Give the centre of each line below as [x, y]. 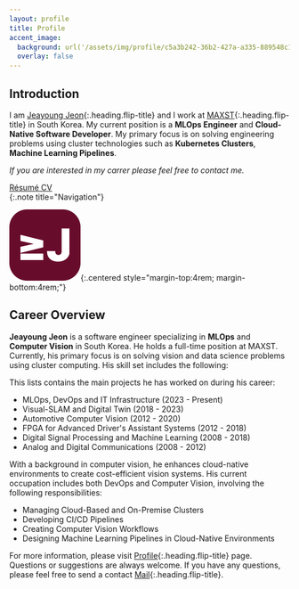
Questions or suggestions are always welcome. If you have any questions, [145, 565]
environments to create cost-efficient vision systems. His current [128, 473]
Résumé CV [31, 187]
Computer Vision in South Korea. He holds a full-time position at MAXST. [144, 346]
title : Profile [37, 28]
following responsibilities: [56, 492]
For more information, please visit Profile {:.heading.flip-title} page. [131, 555]
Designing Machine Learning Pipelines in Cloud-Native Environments [149, 538]
